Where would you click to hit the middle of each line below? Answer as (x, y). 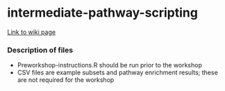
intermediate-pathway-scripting (102, 13)
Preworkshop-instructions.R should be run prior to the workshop (110, 65)
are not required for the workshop (66, 80)
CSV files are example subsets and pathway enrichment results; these (118, 73)
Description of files (40, 50)
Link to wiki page (32, 32)
